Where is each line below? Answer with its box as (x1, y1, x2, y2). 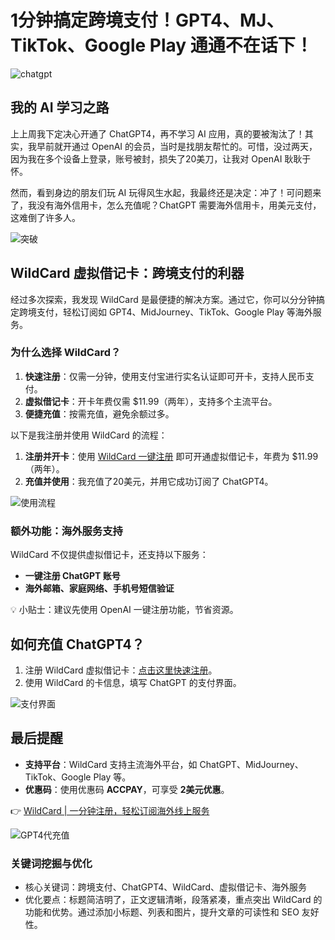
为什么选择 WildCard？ (10, 346, 122, 360)
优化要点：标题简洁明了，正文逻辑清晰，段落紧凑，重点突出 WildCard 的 (24, 894, 323, 906)
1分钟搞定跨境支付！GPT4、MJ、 (10, 9, 285, 32)
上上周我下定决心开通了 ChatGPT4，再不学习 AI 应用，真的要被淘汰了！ (10, 127, 305, 140)
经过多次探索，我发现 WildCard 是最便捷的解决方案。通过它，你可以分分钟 (10, 293, 317, 305)
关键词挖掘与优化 (10, 856, 93, 870)
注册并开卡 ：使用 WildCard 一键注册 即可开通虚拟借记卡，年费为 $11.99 (24, 450, 319, 462)
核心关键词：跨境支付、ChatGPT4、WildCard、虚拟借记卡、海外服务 (24, 881, 308, 893)
